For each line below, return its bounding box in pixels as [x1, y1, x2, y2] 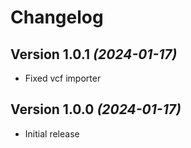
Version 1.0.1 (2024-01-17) [10, 46, 178, 63]
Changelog [10, 6, 104, 29]
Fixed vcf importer [24, 72, 102, 84]
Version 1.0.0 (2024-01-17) [10, 101, 182, 118]
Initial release [24, 127, 80, 140]
